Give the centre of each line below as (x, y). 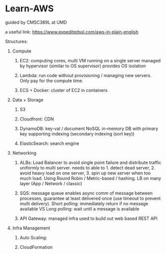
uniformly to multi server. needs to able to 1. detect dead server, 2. (87, 168)
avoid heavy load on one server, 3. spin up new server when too (85, 173)
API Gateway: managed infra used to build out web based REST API (88, 218)
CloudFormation (36, 247)
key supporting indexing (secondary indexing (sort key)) (77, 133)
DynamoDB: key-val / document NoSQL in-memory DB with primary (89, 128)
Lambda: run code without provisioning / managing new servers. (86, 75)
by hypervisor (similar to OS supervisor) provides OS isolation (83, 66)
